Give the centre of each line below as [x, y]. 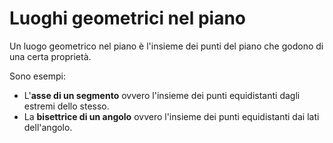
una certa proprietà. [50, 56]
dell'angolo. [48, 127]
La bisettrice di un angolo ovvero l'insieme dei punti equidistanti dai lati [171, 116]
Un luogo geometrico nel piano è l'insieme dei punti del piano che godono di [166, 46]
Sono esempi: [37, 76]
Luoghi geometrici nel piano [128, 18]
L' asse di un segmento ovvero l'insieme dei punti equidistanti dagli [162, 95]
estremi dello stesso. [66, 106]
